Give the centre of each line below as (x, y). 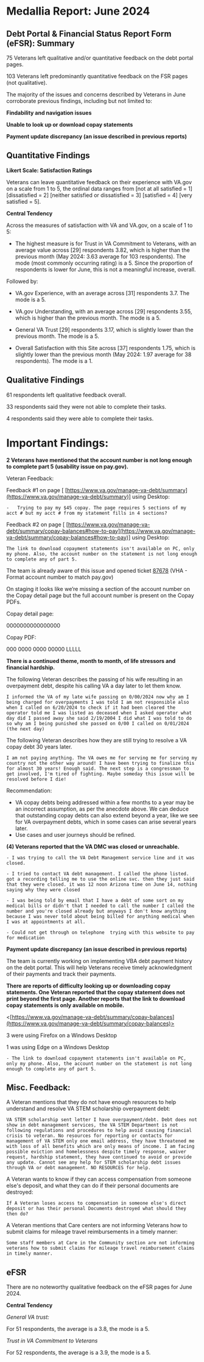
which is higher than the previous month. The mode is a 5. (88, 318)
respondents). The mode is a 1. (54, 360)
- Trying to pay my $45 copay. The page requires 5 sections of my (97, 507)
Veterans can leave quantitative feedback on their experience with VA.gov (99, 182)
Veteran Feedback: (30, 478)
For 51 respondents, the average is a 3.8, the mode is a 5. (78, 1329)
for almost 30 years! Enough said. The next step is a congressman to (98, 769)
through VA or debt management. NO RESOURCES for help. (79, 1168)
